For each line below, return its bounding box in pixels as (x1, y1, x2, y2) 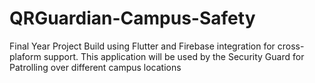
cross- (277, 40, 305, 52)
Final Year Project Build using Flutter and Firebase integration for (9, 40, 276, 52)
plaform (9, 50, 42, 62)
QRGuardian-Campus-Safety (9, 7, 256, 30)
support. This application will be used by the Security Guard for (43, 50, 305, 62)
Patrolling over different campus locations (9, 61, 182, 73)
